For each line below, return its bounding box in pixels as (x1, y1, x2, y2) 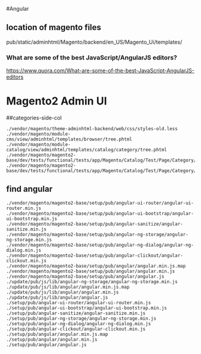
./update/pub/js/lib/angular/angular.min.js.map (6, 284, 130, 290)
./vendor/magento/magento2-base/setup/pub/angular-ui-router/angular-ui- (6, 200, 194, 206)
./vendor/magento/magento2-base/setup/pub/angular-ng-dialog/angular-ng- (6, 242, 194, 248)
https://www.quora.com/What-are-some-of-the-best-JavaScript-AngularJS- (6, 67, 195, 74)
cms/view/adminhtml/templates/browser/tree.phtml (6, 136, 133, 143)
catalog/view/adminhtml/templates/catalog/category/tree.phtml (6, 147, 167, 153)
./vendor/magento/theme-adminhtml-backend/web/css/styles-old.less (6, 126, 178, 132)
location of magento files (6, 22, 102, 32)
